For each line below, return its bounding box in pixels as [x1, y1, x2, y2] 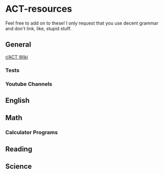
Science [5, 162, 32, 171]
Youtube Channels [5, 80, 52, 88]
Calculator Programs [5, 129, 58, 136]
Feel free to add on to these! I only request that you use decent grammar [5, 20, 159, 26]
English [5, 96, 30, 105]
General [5, 40, 32, 49]
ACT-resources [5, 3, 73, 15]
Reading [5, 144, 32, 154]
